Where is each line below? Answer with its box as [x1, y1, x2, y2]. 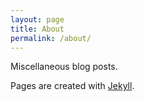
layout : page [10, 14, 65, 25]
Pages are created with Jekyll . [10, 80, 135, 92]
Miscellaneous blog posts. [10, 61, 118, 73]
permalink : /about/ [10, 33, 92, 43]
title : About [10, 24, 65, 34]
